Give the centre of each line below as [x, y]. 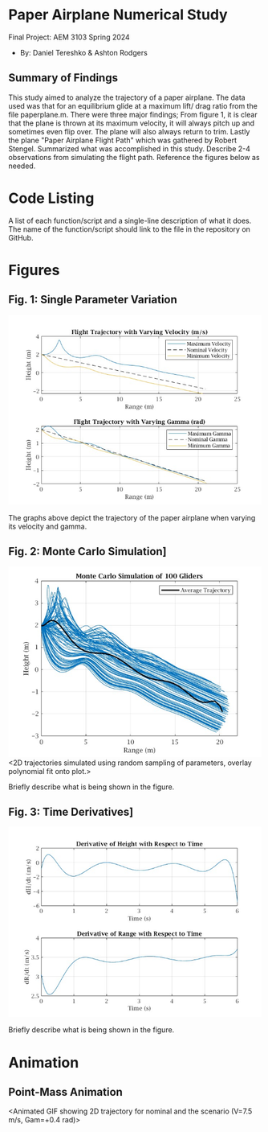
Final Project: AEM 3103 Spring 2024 [69, 37]
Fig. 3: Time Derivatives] [71, 811]
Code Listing [51, 198]
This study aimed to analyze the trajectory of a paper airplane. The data [127, 97]
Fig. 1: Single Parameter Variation [93, 300]
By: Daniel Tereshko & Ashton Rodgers [84, 52]
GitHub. [21, 237]
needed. [22, 166]
